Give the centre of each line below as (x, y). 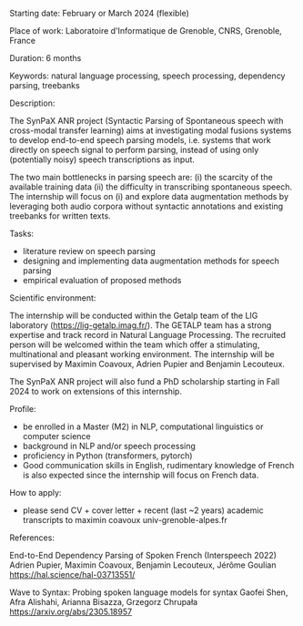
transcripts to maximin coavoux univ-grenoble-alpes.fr (125, 520)
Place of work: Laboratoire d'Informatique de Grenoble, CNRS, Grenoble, (146, 31)
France (23, 41)
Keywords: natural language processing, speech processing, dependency (147, 76)
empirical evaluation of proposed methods (102, 280)
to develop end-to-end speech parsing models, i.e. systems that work (140, 140)
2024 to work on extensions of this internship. (96, 391)
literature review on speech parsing (89, 251)
